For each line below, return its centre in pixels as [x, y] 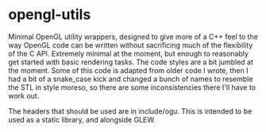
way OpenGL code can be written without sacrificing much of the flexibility [131, 45]
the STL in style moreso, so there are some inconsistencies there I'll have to [132, 87]
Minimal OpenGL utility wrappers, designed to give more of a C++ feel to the [133, 37]
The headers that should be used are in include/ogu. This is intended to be [130, 111]
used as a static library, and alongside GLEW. [82, 119]
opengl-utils [50, 15]
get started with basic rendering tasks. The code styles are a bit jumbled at [131, 62]
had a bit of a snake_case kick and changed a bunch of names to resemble [131, 79]
